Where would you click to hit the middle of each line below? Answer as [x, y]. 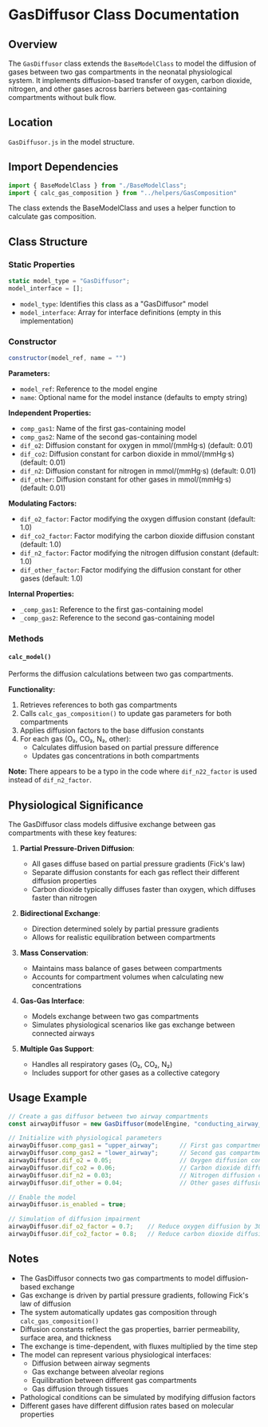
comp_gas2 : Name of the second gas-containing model [108, 437]
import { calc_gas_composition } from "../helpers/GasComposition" [123, 193]
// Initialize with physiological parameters [85, 1138]
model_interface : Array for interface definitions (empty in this [120, 312]
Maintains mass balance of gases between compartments [127, 968]
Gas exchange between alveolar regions [98, 1371]
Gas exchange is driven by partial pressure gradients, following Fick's [134, 1295]
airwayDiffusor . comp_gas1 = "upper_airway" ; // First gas [116, 1145]
